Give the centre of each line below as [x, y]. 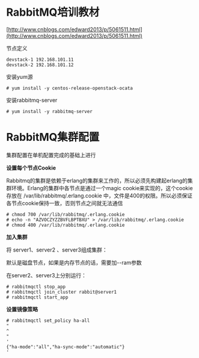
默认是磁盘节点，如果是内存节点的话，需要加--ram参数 [74, 262]
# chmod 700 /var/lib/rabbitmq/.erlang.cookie [66, 214]
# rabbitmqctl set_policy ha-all [48, 320]
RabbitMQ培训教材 [53, 12]
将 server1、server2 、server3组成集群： [57, 250]
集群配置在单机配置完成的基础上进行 [51, 155]
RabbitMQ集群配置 [53, 137]
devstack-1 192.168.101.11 [40, 60]
